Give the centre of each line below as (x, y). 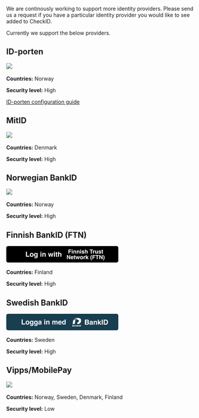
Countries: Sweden (30, 340)
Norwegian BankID (42, 178)
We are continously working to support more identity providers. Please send (100, 9)
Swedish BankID (37, 303)
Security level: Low (30, 408)
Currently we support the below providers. (58, 33)
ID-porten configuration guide (43, 102)
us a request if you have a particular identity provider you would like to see (98, 15)
